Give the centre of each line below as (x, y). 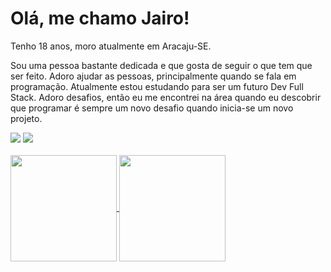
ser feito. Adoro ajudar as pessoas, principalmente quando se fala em (153, 76)
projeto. (26, 118)
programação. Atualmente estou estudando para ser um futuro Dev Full (157, 86)
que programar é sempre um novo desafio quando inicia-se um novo (152, 108)
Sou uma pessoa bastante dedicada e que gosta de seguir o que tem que (161, 65)
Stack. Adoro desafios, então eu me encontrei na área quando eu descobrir (166, 97)
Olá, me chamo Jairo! (100, 18)
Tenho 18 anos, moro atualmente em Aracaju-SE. (111, 46)
